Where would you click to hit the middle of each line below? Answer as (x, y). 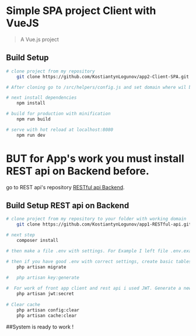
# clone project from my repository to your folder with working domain (96, 219)
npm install (31, 103)
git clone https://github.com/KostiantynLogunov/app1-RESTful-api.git (104, 224)
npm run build (34, 119)
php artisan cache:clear (47, 316)
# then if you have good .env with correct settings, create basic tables (99, 261)
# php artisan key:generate (43, 278)
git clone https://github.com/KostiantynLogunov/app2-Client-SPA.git (103, 77)
